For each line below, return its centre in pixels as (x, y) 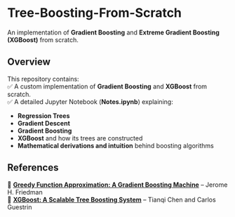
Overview (29, 62)
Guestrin (20, 207)
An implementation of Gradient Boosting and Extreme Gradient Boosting (113, 32)
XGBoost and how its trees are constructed (80, 138)
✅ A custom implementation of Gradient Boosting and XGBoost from (107, 86)
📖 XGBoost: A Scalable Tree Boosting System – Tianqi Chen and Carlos (112, 199)
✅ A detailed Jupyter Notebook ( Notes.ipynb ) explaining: (90, 101)
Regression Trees (43, 116)
